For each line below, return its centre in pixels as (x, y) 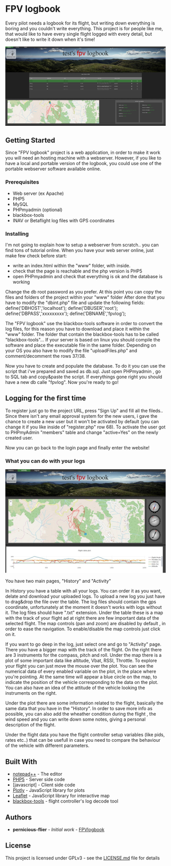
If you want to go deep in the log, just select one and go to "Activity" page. (83, 644)
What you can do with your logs (45, 461)
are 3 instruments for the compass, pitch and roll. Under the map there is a (83, 655)
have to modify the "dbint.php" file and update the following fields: (75, 303)
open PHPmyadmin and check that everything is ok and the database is (88, 276)
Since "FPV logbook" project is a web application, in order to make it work (83, 153)
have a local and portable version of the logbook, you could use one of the (83, 164)
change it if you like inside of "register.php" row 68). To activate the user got (85, 427)
